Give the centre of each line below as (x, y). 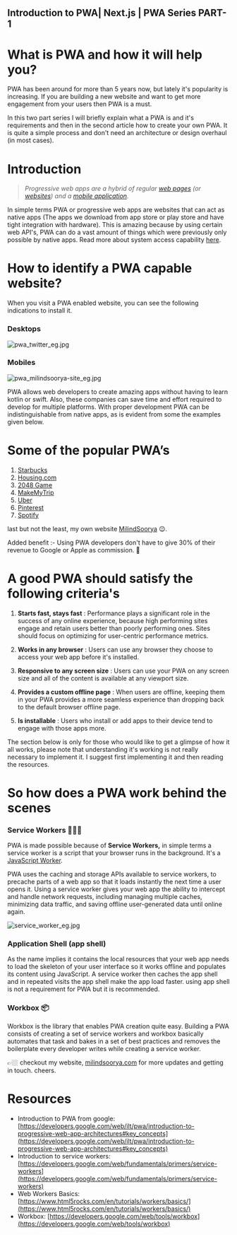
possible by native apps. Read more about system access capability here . (114, 240)
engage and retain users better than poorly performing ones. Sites (114, 628)
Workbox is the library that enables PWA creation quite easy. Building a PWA (118, 1026)
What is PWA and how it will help (105, 54)
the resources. (28, 764)
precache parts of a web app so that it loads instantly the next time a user (115, 882)
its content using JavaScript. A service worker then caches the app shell (113, 974)
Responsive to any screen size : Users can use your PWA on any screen (123, 671)
